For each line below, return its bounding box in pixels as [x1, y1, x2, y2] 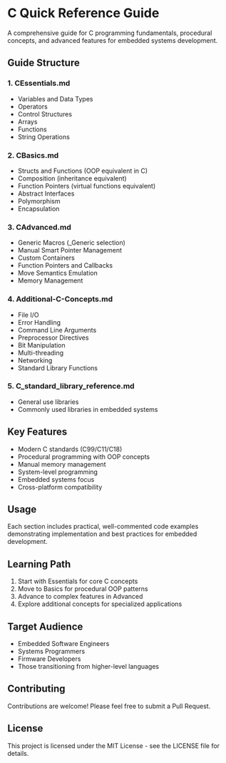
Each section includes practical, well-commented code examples [7, 522, 199, 531]
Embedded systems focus [17, 475, 95, 483]
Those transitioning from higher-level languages [17, 662, 159, 671]
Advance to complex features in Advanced [17, 592, 143, 601]
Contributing [7, 683, 66, 695]
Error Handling [17, 318, 61, 326]
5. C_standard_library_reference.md [7, 381, 135, 391]
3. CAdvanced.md [7, 222, 71, 232]
